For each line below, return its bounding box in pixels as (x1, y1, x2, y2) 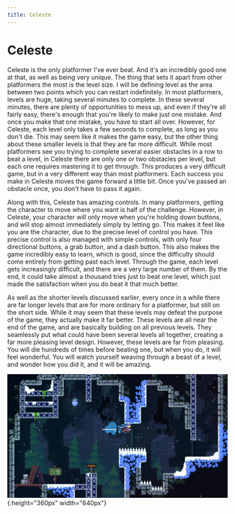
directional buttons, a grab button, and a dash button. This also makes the (7, 242, 220, 251)
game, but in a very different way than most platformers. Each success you (7, 169, 224, 178)
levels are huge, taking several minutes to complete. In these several (7, 95, 205, 103)
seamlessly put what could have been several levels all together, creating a (7, 330, 223, 338)
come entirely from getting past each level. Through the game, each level (7, 257, 219, 266)
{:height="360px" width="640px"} (7, 499, 107, 507)
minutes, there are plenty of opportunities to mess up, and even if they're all (7, 102, 226, 111)
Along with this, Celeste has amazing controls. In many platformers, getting (7, 198, 224, 206)
